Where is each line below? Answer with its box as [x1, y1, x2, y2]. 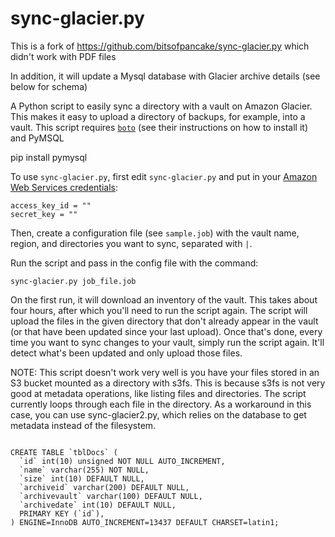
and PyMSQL [10, 132, 65, 144]
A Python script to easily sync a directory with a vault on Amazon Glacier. [10, 100, 313, 112]
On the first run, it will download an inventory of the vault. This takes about [10, 293, 318, 306]
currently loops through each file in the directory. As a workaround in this [10, 398, 312, 410]
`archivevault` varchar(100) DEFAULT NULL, [19, 491, 203, 501]
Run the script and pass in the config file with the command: [10, 257, 259, 269]
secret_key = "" [10, 209, 78, 219]
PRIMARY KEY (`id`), [19, 508, 105, 519]
